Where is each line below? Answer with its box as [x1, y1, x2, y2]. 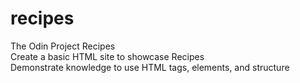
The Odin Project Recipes [10, 40, 116, 52]
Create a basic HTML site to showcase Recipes [10, 50, 205, 62]
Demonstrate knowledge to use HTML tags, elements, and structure [10, 61, 290, 73]
